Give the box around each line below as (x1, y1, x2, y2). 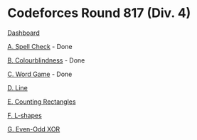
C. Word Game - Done (7, 70, 73, 78)
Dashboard (7, 28, 41, 37)
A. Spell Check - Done (7, 42, 73, 50)
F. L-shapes (7, 111, 43, 119)
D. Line (7, 83, 28, 92)
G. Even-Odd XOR (7, 124, 60, 133)
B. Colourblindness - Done (7, 55, 85, 65)
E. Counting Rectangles (7, 97, 76, 106)
